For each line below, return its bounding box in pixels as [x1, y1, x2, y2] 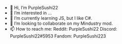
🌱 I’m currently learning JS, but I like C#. [9, 15, 93, 21]
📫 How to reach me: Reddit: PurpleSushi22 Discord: [9, 26, 118, 32]
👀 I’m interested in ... [9, 10, 52, 16]
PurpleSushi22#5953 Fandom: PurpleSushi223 [9, 33, 106, 39]
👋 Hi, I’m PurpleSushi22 [9, 5, 59, 10]
